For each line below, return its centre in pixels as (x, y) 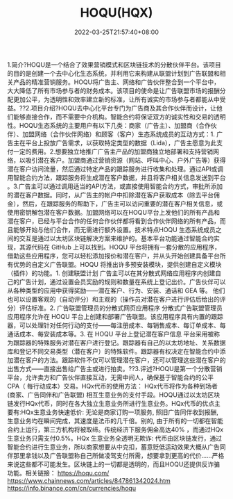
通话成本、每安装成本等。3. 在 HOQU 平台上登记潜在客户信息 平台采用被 (111, 334)
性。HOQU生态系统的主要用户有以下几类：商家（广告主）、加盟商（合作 (109, 125)
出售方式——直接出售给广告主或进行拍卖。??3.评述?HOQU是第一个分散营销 (115, 368)
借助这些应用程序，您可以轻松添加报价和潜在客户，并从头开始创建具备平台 (113, 256)
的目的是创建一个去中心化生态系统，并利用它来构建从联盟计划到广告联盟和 (113, 73)
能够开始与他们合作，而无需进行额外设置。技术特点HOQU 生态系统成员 (114, 229)
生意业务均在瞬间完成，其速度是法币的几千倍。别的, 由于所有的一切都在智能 (115, 420)
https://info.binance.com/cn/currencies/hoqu (72, 488)
